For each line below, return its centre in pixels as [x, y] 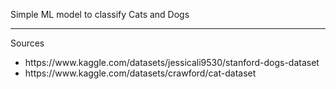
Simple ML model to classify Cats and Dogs [100, 14]
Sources [27, 43]
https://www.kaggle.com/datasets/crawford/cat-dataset [140, 73]
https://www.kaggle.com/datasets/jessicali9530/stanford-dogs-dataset [172, 62]
